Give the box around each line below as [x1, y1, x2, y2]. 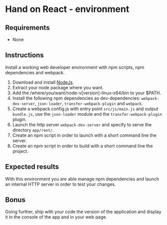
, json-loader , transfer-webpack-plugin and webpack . [34, 100, 143, 106]
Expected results [5, 163, 59, 171]
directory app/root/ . [12, 127, 54, 133]
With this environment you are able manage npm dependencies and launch [5, 176, 160, 182]
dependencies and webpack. [5, 69, 65, 75]
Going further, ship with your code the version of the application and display [5, 209, 162, 215]
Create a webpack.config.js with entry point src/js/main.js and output [12, 106, 159, 112]
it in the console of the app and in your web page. [5, 214, 107, 220]
